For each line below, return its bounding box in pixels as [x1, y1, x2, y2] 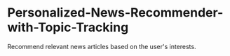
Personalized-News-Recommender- [7, 5, 224, 21]
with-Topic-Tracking [7, 19, 129, 35]
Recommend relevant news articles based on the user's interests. [7, 42, 196, 50]
